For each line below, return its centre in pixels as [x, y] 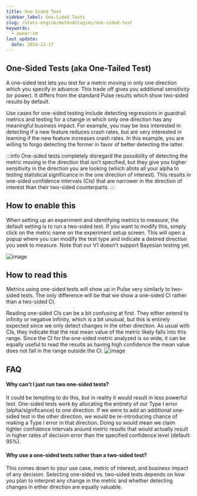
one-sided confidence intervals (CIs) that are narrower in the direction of [94, 181]
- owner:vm [25, 34]
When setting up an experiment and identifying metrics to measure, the [92, 220]
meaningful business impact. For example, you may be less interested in [94, 125]
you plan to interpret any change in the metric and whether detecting [90, 481]
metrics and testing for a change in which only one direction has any [89, 119]
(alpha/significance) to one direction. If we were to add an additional [89, 410]
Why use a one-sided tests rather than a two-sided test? [76, 455]
